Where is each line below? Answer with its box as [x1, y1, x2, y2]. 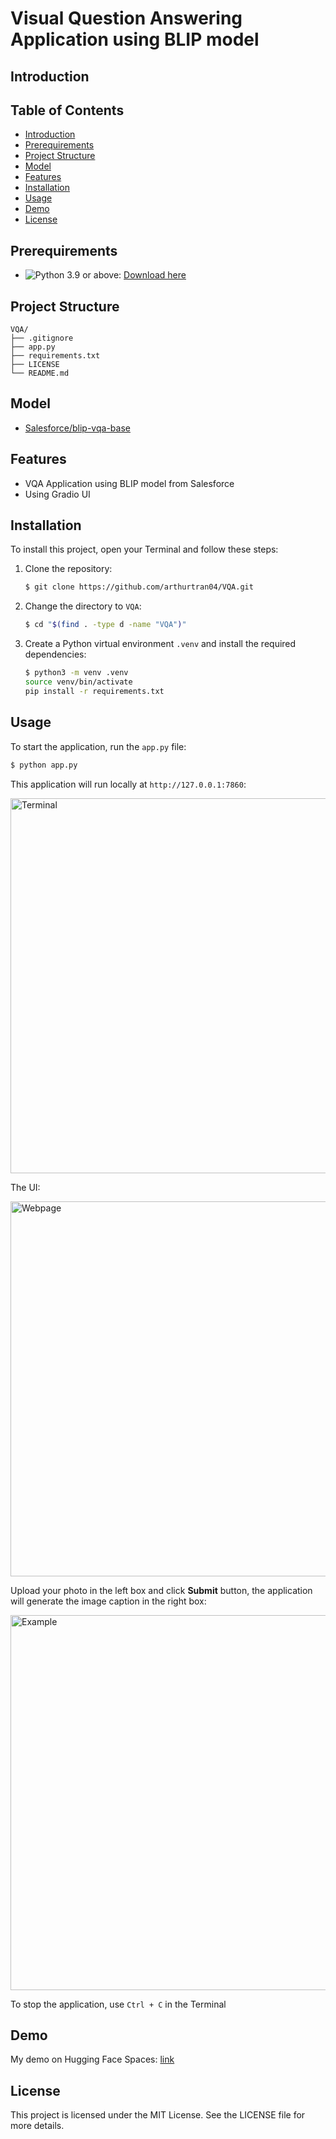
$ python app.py [10, 760, 78, 770]
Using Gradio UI [24, 488, 91, 500]
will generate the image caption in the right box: [10, 1595, 207, 1607]
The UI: [10, 1181, 41, 1193]
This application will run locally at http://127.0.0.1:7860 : [10, 778, 247, 790]
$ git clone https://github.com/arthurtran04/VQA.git [24, 582, 254, 592]
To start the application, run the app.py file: [10, 740, 187, 752]
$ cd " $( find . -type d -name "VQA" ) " [24, 620, 187, 630]
